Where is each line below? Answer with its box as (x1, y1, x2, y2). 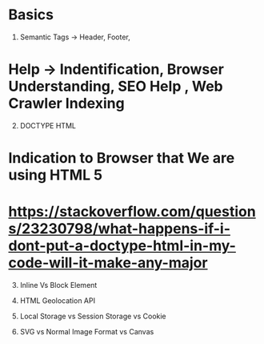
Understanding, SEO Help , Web (8, 78, 224, 95)
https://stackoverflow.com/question (8, 203, 256, 221)
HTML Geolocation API (19, 296, 96, 306)
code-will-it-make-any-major (8, 254, 208, 272)
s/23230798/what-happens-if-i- (8, 220, 230, 238)
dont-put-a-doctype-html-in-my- (8, 237, 236, 255)
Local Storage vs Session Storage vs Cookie (19, 311, 166, 321)
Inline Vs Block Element (19, 281, 98, 289)
